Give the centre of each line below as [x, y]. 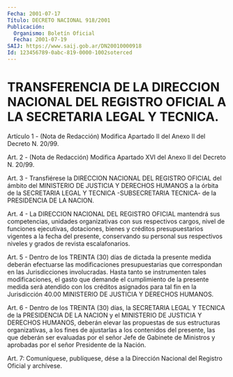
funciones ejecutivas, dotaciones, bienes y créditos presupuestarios [105, 228]
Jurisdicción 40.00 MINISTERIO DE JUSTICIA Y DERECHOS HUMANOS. [111, 294]
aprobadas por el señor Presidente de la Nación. [77, 345]
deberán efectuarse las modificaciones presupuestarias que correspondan [115, 264]
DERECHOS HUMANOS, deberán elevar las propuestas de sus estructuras [114, 323]
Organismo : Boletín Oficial [54, 33]
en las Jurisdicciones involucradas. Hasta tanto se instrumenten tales [107, 272]
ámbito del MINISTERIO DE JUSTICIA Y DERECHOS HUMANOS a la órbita [113, 185]
